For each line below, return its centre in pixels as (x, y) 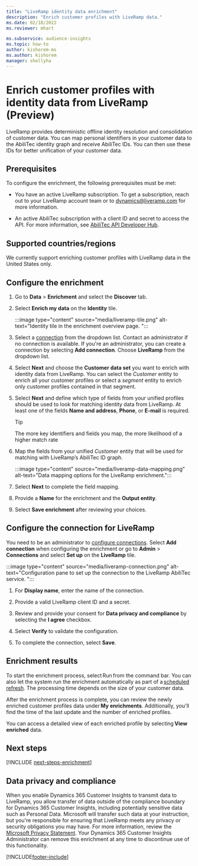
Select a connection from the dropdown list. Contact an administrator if (101, 337)
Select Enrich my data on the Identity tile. (66, 308)
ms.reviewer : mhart (30, 28)
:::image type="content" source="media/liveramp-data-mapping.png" (100, 469)
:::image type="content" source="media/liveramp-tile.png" (86, 320)
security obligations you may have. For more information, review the (89, 827)
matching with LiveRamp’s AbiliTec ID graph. (69, 458)
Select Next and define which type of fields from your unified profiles (99, 398)
